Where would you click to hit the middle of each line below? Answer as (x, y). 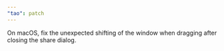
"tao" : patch (26, 13)
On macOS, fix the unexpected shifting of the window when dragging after (112, 33)
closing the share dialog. (42, 40)
